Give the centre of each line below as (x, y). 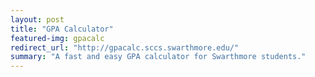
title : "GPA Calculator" (62, 29)
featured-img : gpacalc (57, 38)
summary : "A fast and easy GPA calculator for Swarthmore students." (158, 57)
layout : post (37, 19)
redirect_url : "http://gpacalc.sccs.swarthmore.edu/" (125, 47)
